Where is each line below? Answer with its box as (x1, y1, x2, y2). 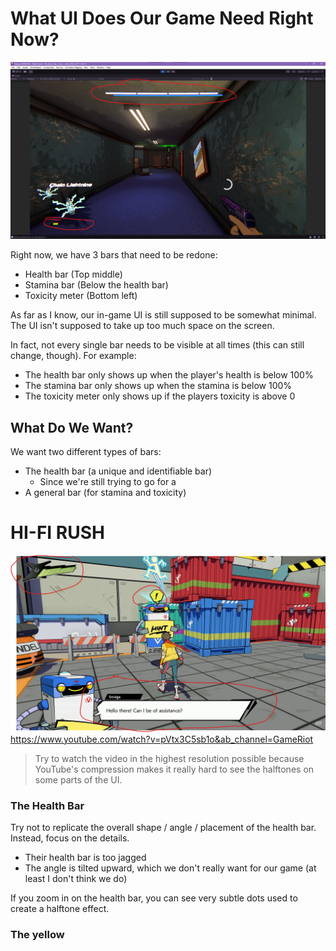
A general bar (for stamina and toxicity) (24, 487, 187, 499)
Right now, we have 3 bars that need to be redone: (10, 249, 218, 261)
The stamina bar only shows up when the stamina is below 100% (24, 380, 293, 392)
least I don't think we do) (24, 873, 128, 884)
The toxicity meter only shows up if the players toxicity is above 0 (24, 390, 296, 402)
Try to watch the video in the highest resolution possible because (34, 752, 305, 764)
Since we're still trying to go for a (39, 476, 177, 488)
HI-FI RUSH (10, 522, 105, 544)
